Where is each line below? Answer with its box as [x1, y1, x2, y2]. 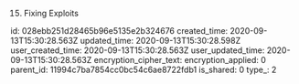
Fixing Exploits [23, 8, 79, 18]
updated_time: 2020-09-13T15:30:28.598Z [80, 36, 241, 46]
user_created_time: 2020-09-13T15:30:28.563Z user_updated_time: [10, 45, 265, 56]
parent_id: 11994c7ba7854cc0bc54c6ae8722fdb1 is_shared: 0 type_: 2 [10, 64, 277, 75]
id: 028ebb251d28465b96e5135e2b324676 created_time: [10, 26, 229, 36]
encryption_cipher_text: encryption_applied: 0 [93, 55, 266, 65]
